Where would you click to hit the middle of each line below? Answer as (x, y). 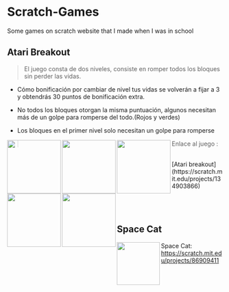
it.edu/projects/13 (196, 178)
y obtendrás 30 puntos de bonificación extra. (81, 96)
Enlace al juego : (195, 144)
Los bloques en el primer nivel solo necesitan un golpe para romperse (116, 130)
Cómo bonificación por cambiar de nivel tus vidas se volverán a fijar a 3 (118, 89)
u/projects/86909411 (190, 260)
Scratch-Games (53, 12)
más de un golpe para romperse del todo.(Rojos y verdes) (98, 117)
